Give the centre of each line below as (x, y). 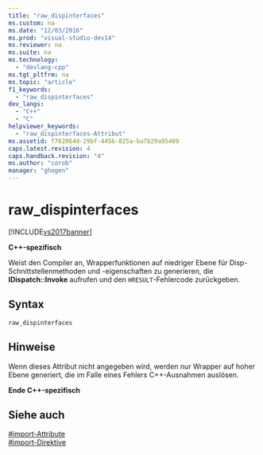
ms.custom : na (32, 23)
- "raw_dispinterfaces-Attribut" (71, 133)
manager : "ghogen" (39, 171)
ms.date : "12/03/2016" (46, 30)
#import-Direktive (37, 442)
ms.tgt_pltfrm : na (39, 75)
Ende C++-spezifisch (44, 390)
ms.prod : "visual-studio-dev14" (62, 38)
